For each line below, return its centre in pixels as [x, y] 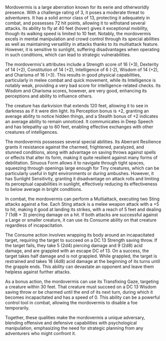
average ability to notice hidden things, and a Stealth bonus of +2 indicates [82, 116]
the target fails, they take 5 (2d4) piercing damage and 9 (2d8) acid [74, 245]
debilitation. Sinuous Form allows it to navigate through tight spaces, [75, 163]
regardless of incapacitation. [34, 225]
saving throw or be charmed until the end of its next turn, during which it [79, 292]
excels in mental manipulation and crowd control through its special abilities [82, 39]
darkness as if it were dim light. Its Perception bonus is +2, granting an [77, 111]
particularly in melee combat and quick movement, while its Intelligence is [81, 80]
